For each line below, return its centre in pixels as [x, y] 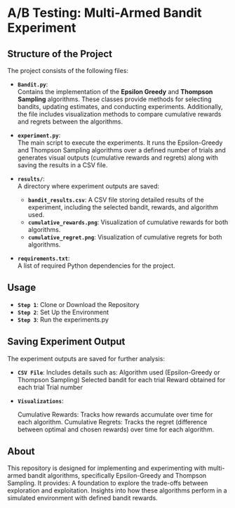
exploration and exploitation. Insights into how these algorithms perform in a [117, 490]
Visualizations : [41, 400]
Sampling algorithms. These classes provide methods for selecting [114, 99]
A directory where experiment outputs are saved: [88, 186]
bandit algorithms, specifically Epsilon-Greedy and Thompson [117, 476]
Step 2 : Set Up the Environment [63, 312]
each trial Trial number [50, 387]
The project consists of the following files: [68, 71]
